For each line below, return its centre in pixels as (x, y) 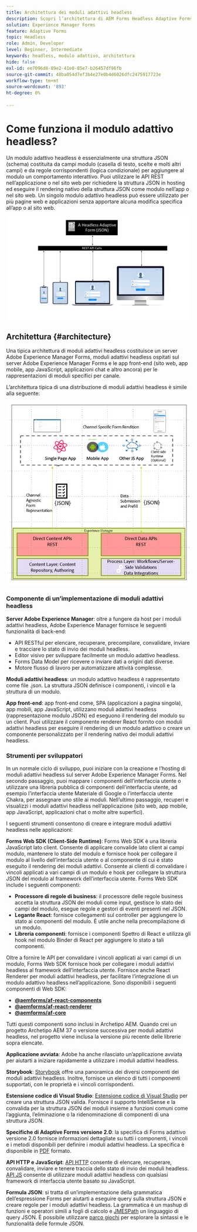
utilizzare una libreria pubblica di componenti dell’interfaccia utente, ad (92, 787)
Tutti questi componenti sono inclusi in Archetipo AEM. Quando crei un (91, 1024)
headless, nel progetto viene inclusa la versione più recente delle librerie (94, 1037)
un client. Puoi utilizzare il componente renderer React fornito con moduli (94, 722)
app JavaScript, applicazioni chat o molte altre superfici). (75, 812)
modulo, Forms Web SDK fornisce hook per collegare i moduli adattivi (90, 964)
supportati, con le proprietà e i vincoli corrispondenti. (70, 1084)
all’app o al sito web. (31, 207)
